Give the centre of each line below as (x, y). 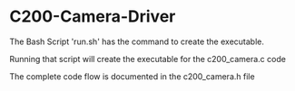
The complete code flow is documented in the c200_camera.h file (133, 76)
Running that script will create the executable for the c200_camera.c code (147, 59)
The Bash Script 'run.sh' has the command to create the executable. (137, 41)
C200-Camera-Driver (93, 17)
